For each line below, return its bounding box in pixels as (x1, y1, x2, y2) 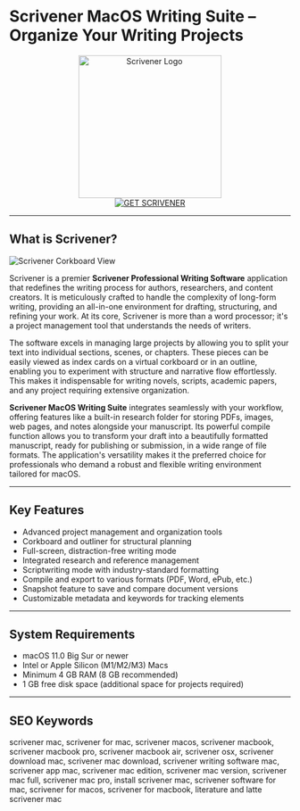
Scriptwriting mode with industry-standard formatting (21, 564, 219, 575)
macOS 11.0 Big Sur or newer (21, 650, 129, 661)
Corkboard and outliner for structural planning (21, 535, 192, 546)
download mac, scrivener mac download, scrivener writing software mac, (9, 756, 279, 766)
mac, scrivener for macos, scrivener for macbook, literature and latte (9, 784, 262, 795)
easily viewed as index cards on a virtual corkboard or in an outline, (9, 356, 258, 367)
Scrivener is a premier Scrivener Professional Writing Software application (9, 272, 288, 283)
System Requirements (9, 626, 136, 641)
